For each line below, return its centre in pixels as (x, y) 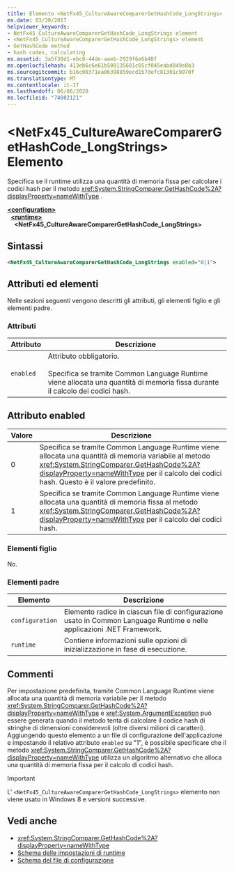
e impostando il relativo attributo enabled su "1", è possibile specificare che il (117, 742)
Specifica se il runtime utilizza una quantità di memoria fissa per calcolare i (115, 181)
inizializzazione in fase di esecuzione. (125, 649)
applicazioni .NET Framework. (113, 629)
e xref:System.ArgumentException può (156, 713)
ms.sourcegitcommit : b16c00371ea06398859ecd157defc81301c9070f (101, 72)
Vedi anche (32, 821)
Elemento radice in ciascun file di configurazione (143, 612)
